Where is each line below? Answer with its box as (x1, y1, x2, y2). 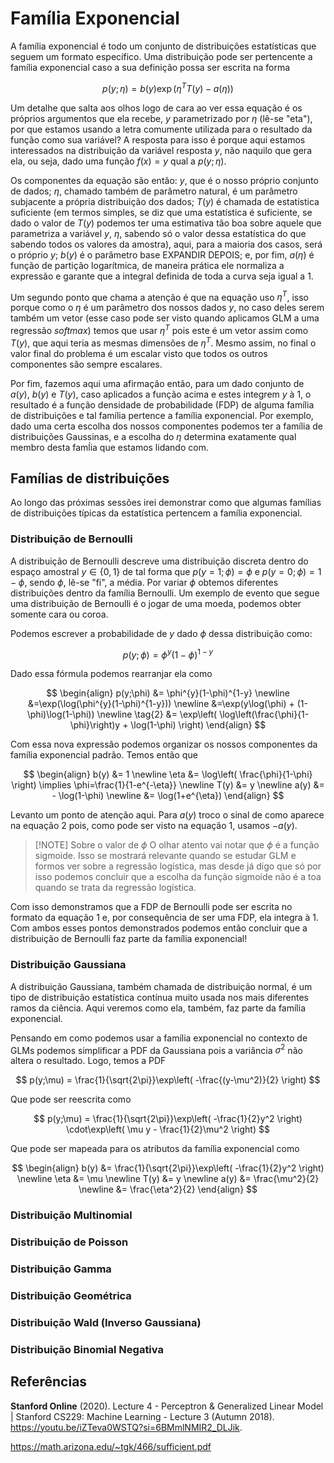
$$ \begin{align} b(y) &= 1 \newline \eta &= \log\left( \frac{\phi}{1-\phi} (23, 768, 313, 781)
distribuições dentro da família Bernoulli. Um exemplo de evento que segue (10, 587, 320, 599)
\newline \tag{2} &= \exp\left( (96, 708, 218, 721)
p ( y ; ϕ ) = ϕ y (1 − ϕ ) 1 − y (122, 647, 214, 661)
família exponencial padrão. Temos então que (10, 749, 198, 761)
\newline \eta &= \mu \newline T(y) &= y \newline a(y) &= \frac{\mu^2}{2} (16, 1173, 320, 1185)
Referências (10, 1373, 88, 1391)
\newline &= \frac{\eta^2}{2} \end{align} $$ (78, 1183, 258, 1196)
